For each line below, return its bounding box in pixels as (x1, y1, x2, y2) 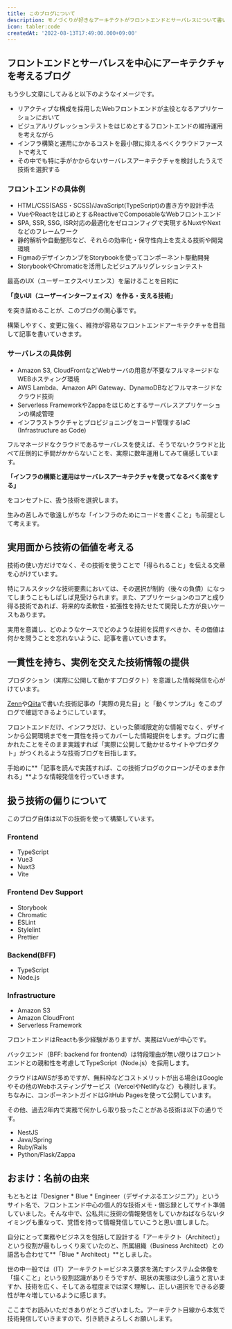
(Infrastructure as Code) (17, 426, 87, 434)
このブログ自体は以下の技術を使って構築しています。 (7, 814, 158, 823)
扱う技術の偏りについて (7, 794, 107, 806)
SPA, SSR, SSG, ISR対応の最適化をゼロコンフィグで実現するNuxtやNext (17, 219, 221, 227)
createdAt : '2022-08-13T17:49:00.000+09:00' (7, 29, 138, 37)
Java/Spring (17, 1136, 53, 1144)
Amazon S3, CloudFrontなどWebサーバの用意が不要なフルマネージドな (17, 366, 220, 374)
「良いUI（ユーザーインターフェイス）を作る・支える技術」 (7, 292, 177, 300)
